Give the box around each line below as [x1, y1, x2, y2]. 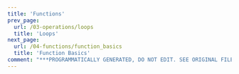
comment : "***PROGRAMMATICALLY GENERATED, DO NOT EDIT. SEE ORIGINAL [7, 56, 218, 63]
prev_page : [7, 17, 40, 24]
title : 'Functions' [7, 10, 65, 18]
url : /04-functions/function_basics [14, 43, 122, 50]
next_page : [7, 37, 40, 44]
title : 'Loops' [14, 30, 59, 37]
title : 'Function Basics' [14, 50, 91, 57]
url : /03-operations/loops [14, 23, 94, 30]
